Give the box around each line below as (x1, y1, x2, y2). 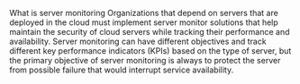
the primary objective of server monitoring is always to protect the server (9, 55, 281, 65)
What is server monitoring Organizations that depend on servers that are (9, 8, 279, 18)
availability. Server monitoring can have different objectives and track (9, 36, 268, 46)
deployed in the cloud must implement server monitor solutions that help (9, 17, 279, 28)
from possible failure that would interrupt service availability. (9, 64, 234, 75)
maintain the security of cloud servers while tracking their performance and (9, 27, 290, 37)
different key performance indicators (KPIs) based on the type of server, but (9, 46, 292, 56)
